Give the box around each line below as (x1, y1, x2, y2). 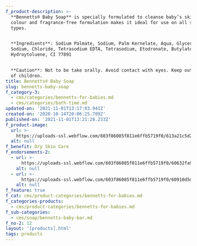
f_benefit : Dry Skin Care (5, 144, 69, 150)
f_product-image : (5, 122, 48, 128)
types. (11, 25, 27, 31)
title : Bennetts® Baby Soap (5, 78, 75, 84)
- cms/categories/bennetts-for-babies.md (11, 95, 114, 100)
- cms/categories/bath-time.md (11, 100, 88, 106)
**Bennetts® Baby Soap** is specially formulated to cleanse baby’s (11, 14, 182, 20)
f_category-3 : (5, 89, 41, 95)
